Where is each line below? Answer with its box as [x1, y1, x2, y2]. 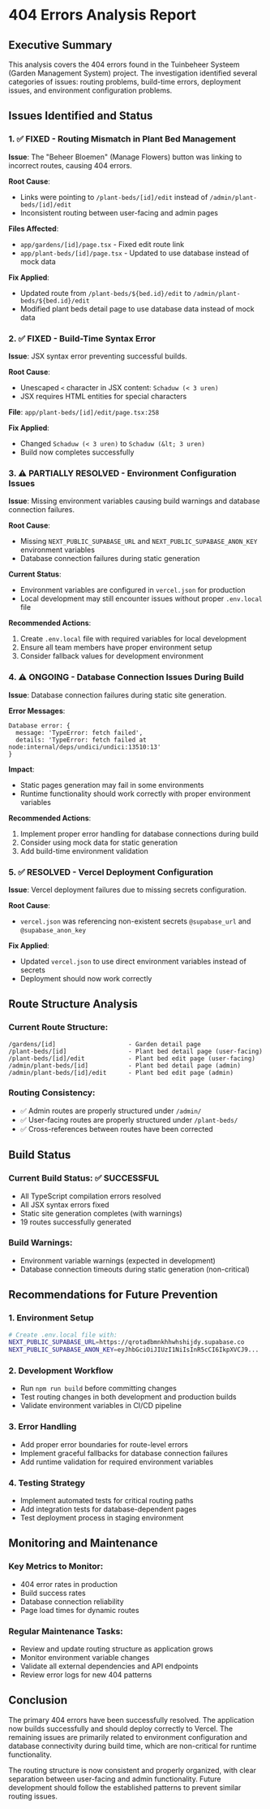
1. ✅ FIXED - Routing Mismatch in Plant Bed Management [8, 133, 237, 145]
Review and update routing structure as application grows [19, 1644, 213, 1654]
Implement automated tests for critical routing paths [19, 1496, 194, 1506]
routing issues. [8, 1791, 58, 1801]
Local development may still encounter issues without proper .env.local [19, 594, 263, 603]
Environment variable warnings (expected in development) [19, 1255, 216, 1265]
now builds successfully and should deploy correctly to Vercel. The [8, 1724, 234, 1733]
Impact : [8, 764, 35, 774]
